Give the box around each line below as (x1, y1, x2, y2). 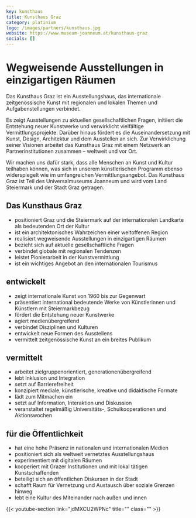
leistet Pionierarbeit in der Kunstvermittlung (14, 253, 119, 260)
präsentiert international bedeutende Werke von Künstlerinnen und (14, 299, 176, 306)
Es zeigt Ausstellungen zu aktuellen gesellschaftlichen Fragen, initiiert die (6, 116, 183, 124)
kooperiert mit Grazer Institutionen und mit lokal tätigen (14, 463, 148, 470)
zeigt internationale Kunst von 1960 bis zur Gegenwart (14, 292, 146, 299)
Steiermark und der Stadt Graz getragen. (6, 184, 105, 191)
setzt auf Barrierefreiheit (14, 381, 74, 388)
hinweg (14, 488, 33, 495)
